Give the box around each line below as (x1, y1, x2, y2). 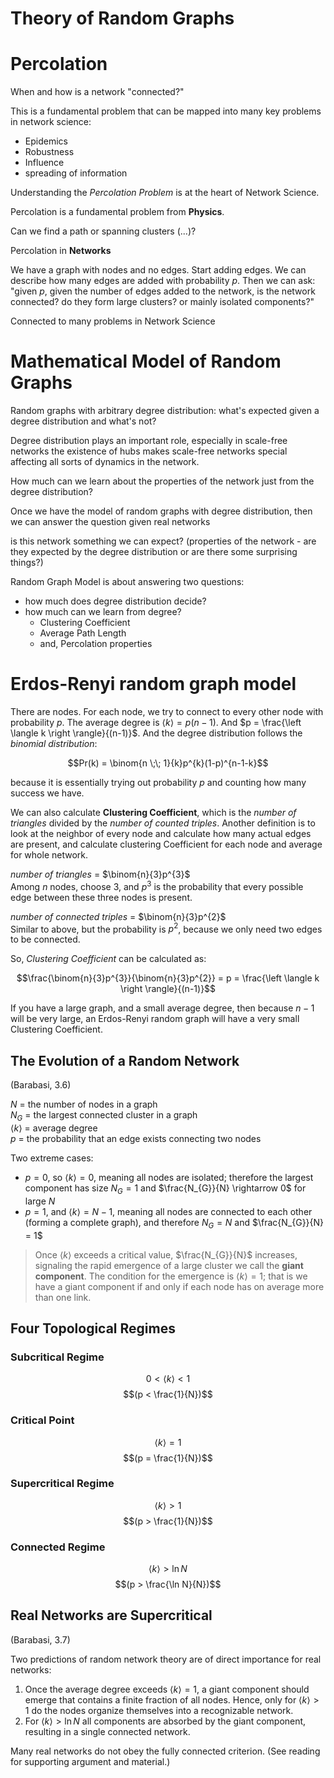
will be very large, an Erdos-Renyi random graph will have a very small (10, 1013, 300, 1025)
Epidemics (24, 135, 68, 147)
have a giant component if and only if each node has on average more (34, 1280, 325, 1292)
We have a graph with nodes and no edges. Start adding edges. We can (10, 264, 307, 276)
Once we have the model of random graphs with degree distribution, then (10, 505, 313, 517)
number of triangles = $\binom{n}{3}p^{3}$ (10, 868, 191, 880)
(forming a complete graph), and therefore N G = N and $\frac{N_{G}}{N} (24, 1216, 325, 1231)
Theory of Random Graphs (10, 7, 235, 30)
